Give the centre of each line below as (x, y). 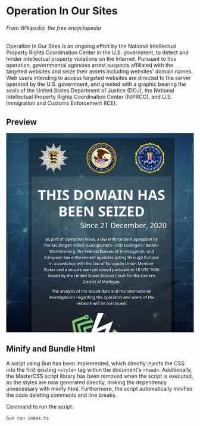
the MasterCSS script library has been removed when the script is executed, (100, 376)
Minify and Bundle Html (51, 349)
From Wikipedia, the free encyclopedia (54, 27)
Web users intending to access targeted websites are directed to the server (99, 78)
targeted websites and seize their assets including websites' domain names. (100, 71)
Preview (22, 122)
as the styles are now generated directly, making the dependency (87, 382)
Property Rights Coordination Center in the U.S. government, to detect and (97, 52)
